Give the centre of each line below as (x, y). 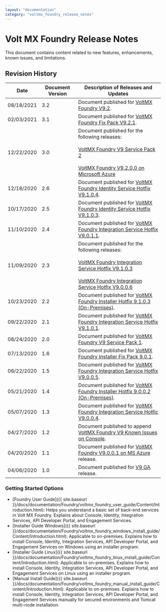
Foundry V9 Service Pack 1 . (111, 342)
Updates (118, 94)
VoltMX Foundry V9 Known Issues (118, 433)
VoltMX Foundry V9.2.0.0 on (111, 168)
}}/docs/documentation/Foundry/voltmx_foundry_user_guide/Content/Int (86, 504)
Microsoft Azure (97, 174)
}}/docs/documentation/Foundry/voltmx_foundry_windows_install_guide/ (86, 531)
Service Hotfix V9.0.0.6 (105, 287)
